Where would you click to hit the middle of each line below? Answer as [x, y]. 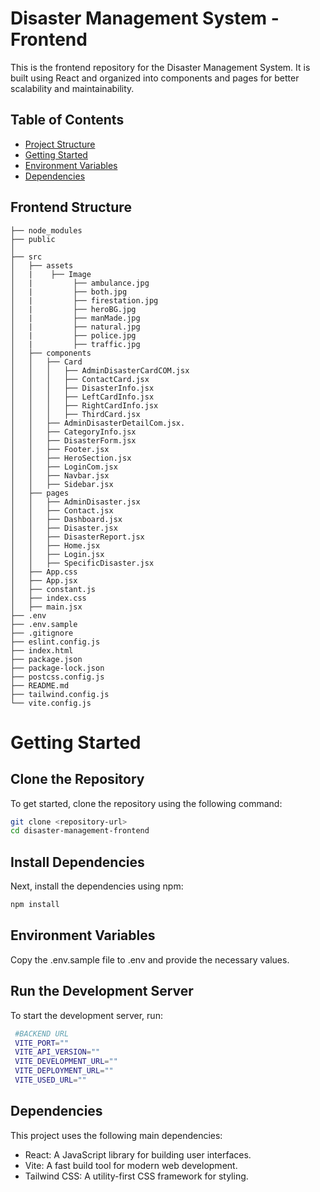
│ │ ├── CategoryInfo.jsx [73, 432]
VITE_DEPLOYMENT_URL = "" [64, 1071]
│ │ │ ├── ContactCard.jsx [80, 379]
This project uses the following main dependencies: [116, 1135]
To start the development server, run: [86, 1015]
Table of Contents [67, 120]
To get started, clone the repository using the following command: [146, 803]
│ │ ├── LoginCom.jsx [64, 467]
